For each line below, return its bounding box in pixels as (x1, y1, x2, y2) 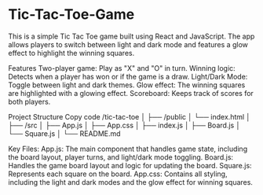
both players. (8, 97, 51, 106)
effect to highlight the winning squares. (8, 48, 135, 57)
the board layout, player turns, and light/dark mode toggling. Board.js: (8, 152, 234, 162)
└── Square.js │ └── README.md (8, 128, 121, 138)
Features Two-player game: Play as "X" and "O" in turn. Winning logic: (8, 63, 236, 72)
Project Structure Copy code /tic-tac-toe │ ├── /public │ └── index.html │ (8, 112, 251, 121)
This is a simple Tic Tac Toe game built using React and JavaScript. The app (8, 31, 255, 41)
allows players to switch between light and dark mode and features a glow (8, 39, 249, 49)
